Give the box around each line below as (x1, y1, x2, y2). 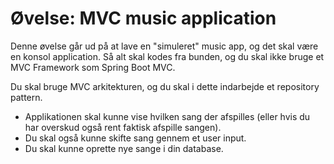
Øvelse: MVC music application (10, 7, 277, 30)
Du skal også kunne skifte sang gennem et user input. (24, 132, 247, 144)
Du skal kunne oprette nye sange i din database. (24, 142, 224, 154)
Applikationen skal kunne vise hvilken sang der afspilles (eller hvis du (24, 110, 311, 122)
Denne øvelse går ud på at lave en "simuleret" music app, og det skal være (10, 40, 319, 52)
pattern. (10, 91, 43, 103)
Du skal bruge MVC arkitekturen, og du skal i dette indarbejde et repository (10, 80, 320, 92)
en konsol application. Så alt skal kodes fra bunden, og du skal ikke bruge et (10, 50, 325, 62)
